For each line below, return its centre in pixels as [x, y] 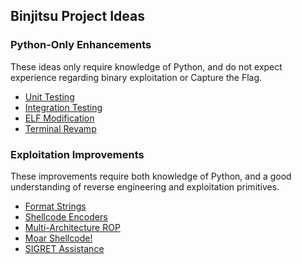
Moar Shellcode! [58, 238]
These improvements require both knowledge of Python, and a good [151, 176]
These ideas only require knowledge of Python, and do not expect [146, 66]
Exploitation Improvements [77, 154]
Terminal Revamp [60, 128]
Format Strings [55, 206]
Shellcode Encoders [66, 216]
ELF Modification [59, 118]
